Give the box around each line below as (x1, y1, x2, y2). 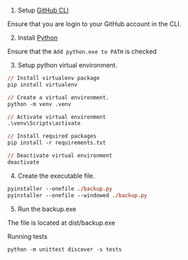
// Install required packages (7, 132, 97, 140)
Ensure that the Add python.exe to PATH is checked (7, 47, 157, 55)
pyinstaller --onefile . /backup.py (7, 185, 113, 192)
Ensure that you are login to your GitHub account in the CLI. (7, 20, 182, 28)
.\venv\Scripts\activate (7, 120, 81, 127)
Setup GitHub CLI (17, 6, 69, 14)
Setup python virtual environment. (17, 61, 118, 69)
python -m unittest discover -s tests (7, 246, 122, 253)
